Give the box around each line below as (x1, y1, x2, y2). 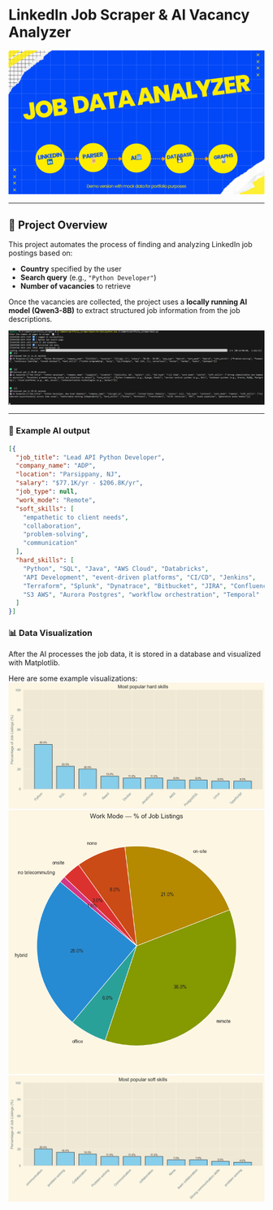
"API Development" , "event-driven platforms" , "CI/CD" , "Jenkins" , (23, 573, 256, 581)
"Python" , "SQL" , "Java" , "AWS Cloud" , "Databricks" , (23, 564, 209, 572)
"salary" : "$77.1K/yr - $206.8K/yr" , (15, 479, 144, 487)
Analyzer (8, 23, 71, 41)
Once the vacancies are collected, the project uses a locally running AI (8, 297, 248, 307)
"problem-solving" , (23, 530, 89, 538)
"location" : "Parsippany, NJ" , (15, 470, 122, 479)
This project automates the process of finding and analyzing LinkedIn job (8, 240, 253, 250)
